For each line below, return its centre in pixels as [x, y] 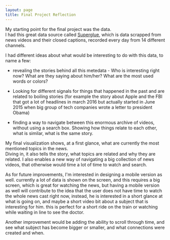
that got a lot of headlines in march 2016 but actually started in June [84, 101]
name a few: [18, 60]
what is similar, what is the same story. [53, 133]
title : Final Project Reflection [41, 15]
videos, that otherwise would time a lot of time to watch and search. [76, 164]
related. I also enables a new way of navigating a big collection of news [80, 159]
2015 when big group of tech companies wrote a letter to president [82, 107]
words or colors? [30, 81]
